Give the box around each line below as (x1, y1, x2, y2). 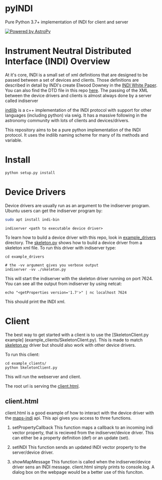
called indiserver (5, 98, 39, 104)
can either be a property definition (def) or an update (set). (12, 435, 130, 441)
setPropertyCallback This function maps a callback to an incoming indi (12, 425, 154, 430)
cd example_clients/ (5, 361, 47, 366)
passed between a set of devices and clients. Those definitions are (5, 77, 139, 83)
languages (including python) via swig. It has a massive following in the (5, 112, 147, 118)
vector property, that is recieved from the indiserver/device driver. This (12, 430, 154, 436)
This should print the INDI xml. (5, 299, 65, 304)
